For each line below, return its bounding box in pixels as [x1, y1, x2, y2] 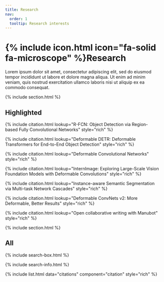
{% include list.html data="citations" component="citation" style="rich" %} [5, 271, 158, 277]
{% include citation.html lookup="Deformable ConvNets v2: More [5, 195, 138, 201]
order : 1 [9, 16, 28, 21]
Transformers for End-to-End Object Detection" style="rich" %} [5, 141, 134, 147]
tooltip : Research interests [9, 21, 69, 26]
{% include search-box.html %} [5, 252, 69, 258]
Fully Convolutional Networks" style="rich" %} [19, 126, 113, 132]
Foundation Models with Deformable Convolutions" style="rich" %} [5, 171, 142, 177]
